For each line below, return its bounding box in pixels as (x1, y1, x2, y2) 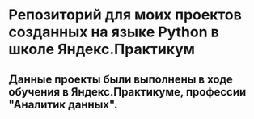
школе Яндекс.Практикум (8, 40, 196, 58)
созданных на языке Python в (8, 23, 220, 41)
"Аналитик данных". (8, 97, 118, 111)
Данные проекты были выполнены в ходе (8, 72, 233, 86)
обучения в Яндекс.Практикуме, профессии (8, 85, 247, 99)
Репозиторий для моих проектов (8, 6, 243, 24)
